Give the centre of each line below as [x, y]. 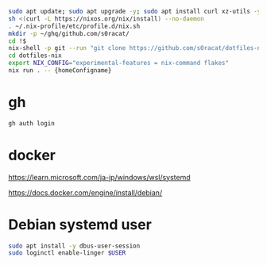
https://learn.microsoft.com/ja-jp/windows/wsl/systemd [99, 177]
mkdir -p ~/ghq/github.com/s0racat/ [69, 33]
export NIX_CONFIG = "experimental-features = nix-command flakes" [118, 63]
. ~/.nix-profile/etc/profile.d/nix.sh [74, 26]
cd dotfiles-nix [35, 56]
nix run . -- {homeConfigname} [60, 71]
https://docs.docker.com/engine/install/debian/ [85, 192]
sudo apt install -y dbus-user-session [74, 246]
